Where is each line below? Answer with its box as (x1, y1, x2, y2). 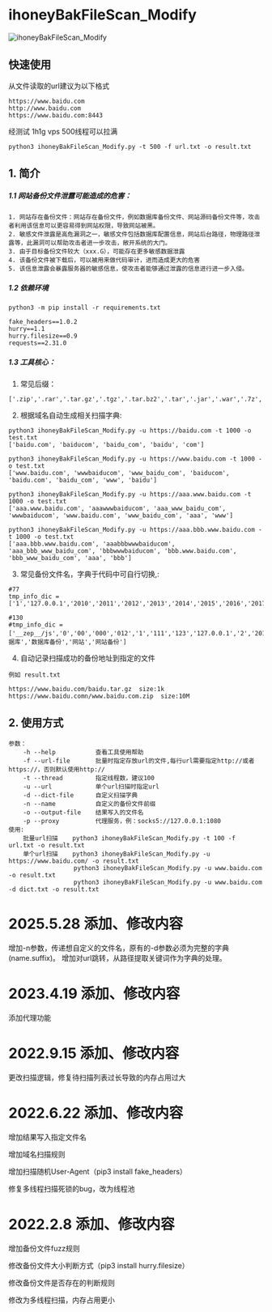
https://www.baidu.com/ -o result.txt (8, 856, 139, 865)
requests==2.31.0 (8, 339, 67, 347)
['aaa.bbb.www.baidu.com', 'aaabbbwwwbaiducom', (8, 540, 176, 548)
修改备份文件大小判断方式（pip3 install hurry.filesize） (8, 1260, 189, 1270)
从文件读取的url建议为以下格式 (8, 81, 110, 91)
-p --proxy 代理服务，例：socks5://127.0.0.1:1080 (23, 817, 221, 825)
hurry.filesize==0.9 (8, 332, 79, 341)
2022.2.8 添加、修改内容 (8, 1215, 176, 1233)
